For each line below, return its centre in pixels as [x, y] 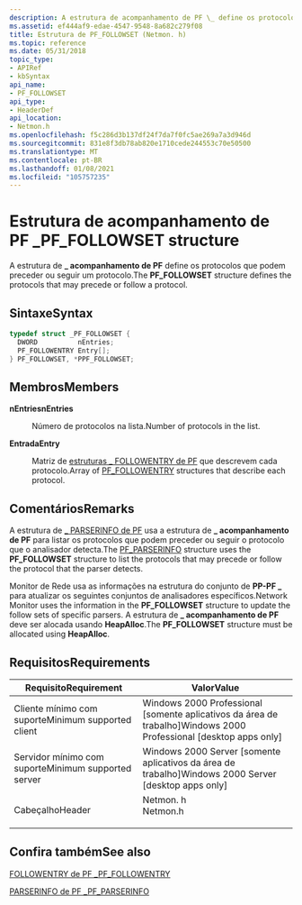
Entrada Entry [35, 443]
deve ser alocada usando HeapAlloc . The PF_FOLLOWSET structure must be [151, 625]
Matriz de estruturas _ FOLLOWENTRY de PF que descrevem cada [155, 462]
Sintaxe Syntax [51, 313]
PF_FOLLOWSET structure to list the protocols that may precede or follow [146, 559]
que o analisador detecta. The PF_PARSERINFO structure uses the [130, 550]
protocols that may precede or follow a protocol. [99, 285]
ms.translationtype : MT [54, 151]
